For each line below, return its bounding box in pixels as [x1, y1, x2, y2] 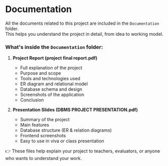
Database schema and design [20, 86, 82, 92]
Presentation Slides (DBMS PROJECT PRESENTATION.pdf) [12, 107, 138, 113]
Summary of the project [20, 117, 70, 123]
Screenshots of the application [20, 92, 85, 98]
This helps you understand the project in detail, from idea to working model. [5, 31, 163, 37]
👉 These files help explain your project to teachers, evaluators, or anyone [5, 148, 160, 154]
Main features [20, 122, 50, 128]
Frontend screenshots [20, 133, 66, 139]
